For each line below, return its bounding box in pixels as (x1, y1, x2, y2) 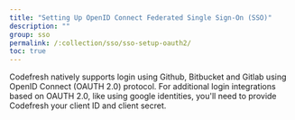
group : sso (9, 30, 51, 39)
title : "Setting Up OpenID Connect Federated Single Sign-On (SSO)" (9, 13, 272, 23)
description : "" (9, 22, 70, 31)
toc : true (9, 47, 47, 56)
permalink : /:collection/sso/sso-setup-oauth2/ (9, 38, 192, 48)
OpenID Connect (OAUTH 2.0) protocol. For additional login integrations (9, 81, 277, 92)
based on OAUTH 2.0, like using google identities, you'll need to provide (9, 91, 277, 102)
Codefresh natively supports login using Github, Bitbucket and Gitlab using (9, 71, 287, 82)
